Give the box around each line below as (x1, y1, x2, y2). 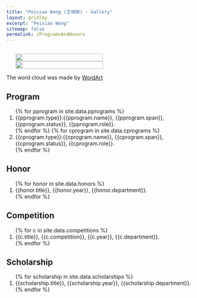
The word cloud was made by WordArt (6, 74, 103, 81)
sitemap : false (6, 25, 45, 32)
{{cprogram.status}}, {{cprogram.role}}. (15, 140, 115, 147)
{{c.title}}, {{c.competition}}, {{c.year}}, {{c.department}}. (15, 233, 160, 240)
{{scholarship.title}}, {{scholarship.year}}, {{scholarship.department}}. (15, 280, 192, 287)
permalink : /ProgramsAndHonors (6, 32, 86, 38)
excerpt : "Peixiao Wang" (6, 20, 69, 26)
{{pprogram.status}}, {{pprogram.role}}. (15, 120, 116, 127)
